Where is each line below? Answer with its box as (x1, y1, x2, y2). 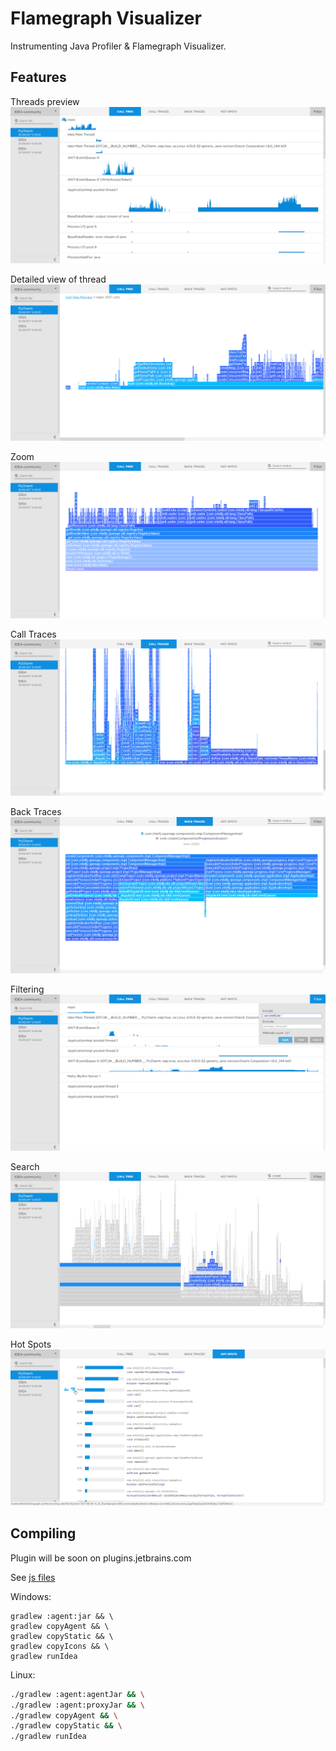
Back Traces (10, 805, 62, 817)
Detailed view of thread (10, 273, 107, 285)
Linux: (10, 1668, 36, 1681)
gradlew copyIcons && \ (10, 1641, 110, 1651)
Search (10, 1160, 40, 1172)
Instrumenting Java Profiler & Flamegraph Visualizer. (10, 40, 227, 52)
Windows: (10, 1590, 52, 1602)
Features (10, 69, 67, 86)
